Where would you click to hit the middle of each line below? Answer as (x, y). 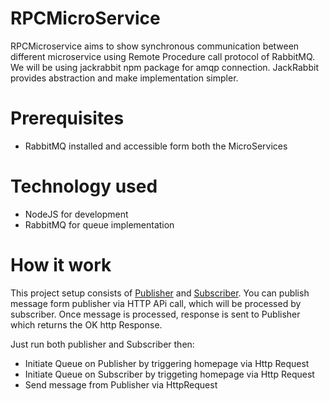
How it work (61, 265)
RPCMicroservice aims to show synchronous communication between (155, 46)
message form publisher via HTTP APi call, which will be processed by (156, 303)
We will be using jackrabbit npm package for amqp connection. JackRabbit (164, 67)
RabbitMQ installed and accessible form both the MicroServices (156, 146)
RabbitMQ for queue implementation (99, 224)
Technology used (84, 186)
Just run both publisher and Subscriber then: (102, 344)
